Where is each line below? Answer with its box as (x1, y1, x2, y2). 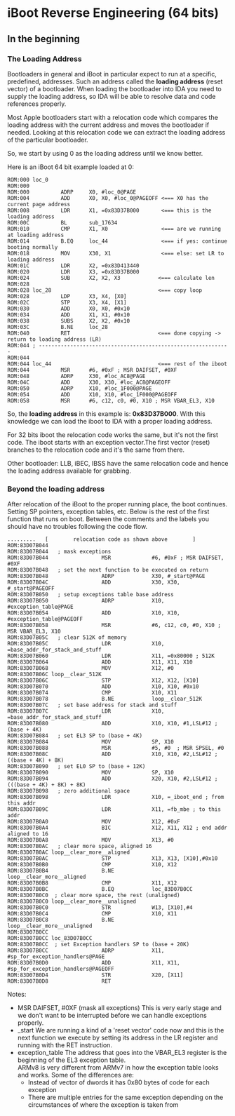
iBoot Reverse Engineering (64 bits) (7, 5, 220, 21)
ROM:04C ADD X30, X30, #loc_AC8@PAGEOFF (7, 379, 171, 386)
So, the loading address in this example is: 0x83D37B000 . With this (7, 409, 206, 418)
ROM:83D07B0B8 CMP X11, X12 (7, 880, 177, 887)
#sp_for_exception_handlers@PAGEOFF (7, 966, 114, 973)
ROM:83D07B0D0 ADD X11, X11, (7, 960, 180, 967)
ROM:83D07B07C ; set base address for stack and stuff (7, 701, 177, 709)
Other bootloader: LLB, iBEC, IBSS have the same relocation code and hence (7, 459, 229, 467)
